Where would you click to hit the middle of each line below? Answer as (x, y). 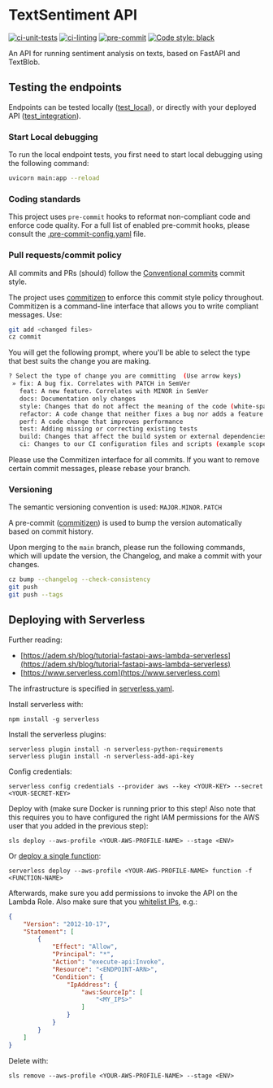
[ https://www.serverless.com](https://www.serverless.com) (120, 672)
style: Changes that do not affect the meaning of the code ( (126, 406)
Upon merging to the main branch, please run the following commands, (127, 548)
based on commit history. (51, 531)
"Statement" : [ (49, 932)
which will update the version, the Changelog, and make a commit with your (135, 556)
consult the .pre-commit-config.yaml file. (77, 234)
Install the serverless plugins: (58, 734)
